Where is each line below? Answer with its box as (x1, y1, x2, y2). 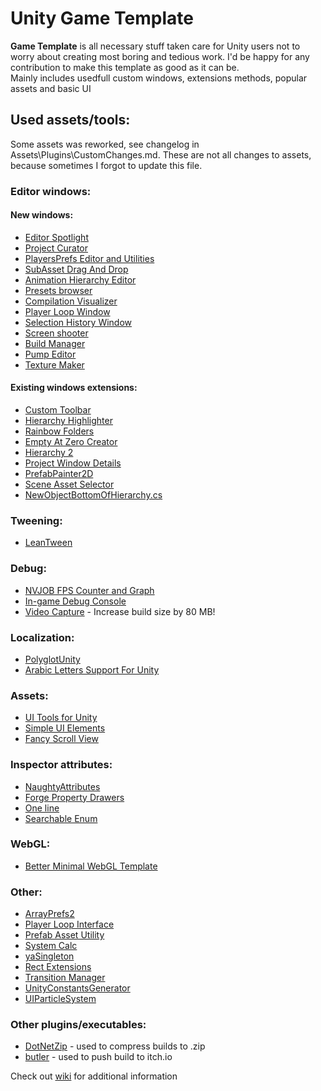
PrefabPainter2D (24, 468, 94, 480)
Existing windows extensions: (10, 382, 138, 394)
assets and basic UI (10, 82, 92, 94)
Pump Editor (24, 348, 77, 360)
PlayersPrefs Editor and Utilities (24, 252, 155, 264)
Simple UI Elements (24, 722, 106, 734)
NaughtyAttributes (24, 780, 101, 792)
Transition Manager (24, 972, 106, 984)
